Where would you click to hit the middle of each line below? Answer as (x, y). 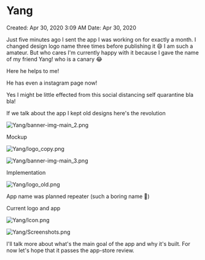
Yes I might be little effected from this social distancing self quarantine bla (100, 94)
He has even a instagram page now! (52, 83)
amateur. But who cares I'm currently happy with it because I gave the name (103, 52)
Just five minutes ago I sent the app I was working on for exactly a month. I (101, 39)
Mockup (17, 137)
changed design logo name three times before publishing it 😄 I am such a (100, 46)
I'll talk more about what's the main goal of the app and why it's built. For (98, 243)
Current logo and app (33, 208)
